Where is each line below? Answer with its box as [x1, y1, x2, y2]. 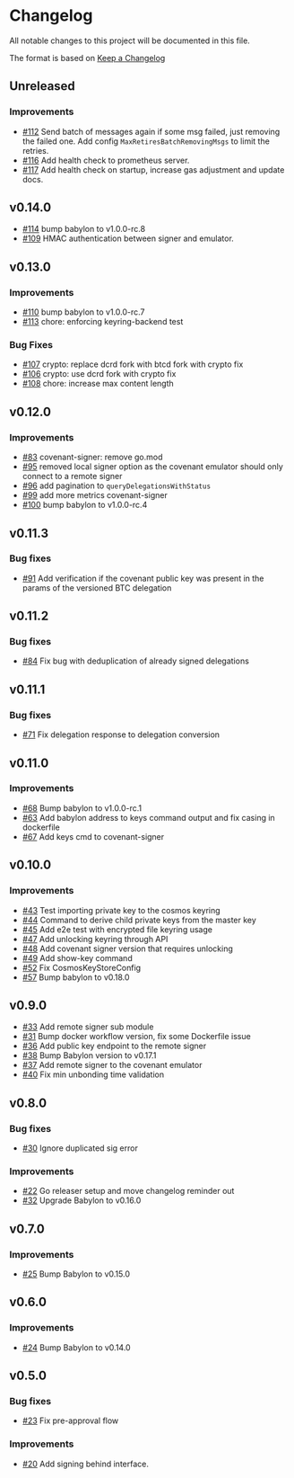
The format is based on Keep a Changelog [9, 52, 166, 63]
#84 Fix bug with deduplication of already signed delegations [22, 655, 249, 666]
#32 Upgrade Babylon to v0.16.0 [22, 1195, 142, 1206]
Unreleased [9, 78, 76, 94]
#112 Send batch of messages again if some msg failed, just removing [22, 126, 281, 137]
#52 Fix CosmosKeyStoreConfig [22, 962, 142, 973]
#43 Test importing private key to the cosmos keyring [22, 904, 221, 915]
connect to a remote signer [22, 471, 123, 482]
